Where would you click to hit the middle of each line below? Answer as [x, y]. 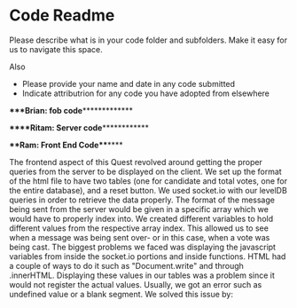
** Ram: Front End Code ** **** [66, 145]
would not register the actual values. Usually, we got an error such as [136, 284]
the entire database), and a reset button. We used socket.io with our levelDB [148, 190]
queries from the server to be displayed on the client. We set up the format [145, 171]
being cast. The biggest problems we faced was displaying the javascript [143, 247]
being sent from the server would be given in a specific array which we [139, 209]
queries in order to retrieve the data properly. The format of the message [142, 200]
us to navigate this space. [56, 49]
